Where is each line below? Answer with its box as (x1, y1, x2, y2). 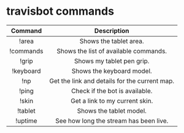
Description (94, 26, 130, 35)
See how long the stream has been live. (55, 116, 169, 125)
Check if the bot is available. (71, 86, 153, 95)
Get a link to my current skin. (70, 96, 153, 105)
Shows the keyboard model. (71, 66, 152, 75)
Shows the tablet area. (79, 37, 144, 45)
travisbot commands (6, 4, 115, 18)
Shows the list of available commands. (56, 47, 167, 55)
